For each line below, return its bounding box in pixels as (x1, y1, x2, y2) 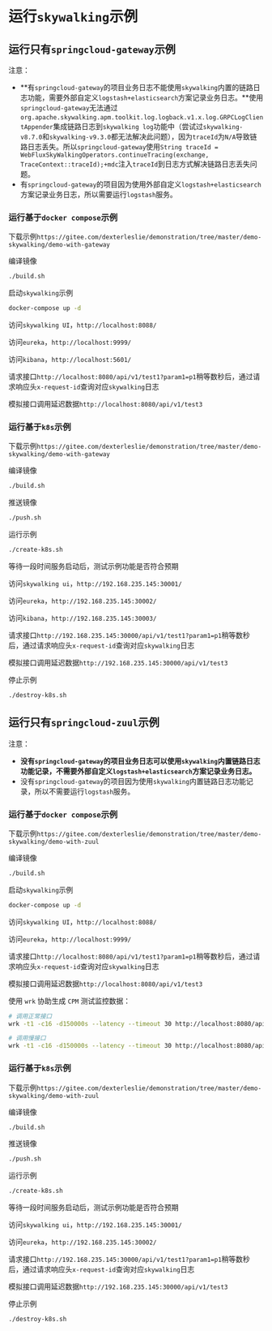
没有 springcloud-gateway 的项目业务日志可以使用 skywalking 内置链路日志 (19, 756, 261, 765)
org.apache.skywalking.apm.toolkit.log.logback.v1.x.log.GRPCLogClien (19, 114, 264, 122)
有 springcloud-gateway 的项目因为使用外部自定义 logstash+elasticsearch (19, 179, 261, 189)
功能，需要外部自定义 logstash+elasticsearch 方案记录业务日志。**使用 (27, 93, 264, 102)
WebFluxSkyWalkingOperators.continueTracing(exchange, (19, 151, 210, 159)
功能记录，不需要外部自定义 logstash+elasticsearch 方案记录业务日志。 (19, 766, 257, 776)
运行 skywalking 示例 (8, 7, 138, 26)
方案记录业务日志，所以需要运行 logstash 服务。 (19, 190, 178, 199)
